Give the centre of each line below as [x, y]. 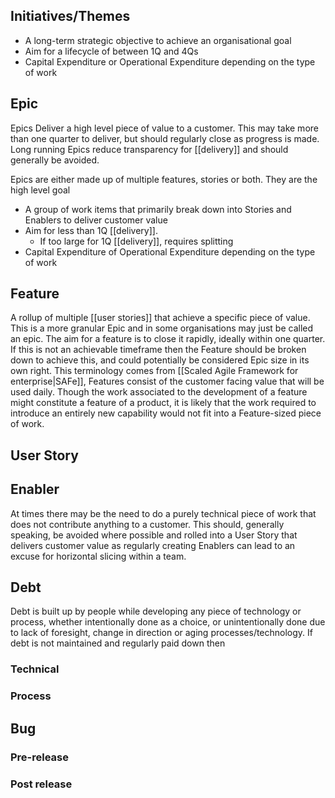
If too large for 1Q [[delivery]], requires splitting [136, 241]
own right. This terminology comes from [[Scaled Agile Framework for [154, 371]
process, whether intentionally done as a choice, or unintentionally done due [168, 622]
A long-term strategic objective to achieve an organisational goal [158, 40]
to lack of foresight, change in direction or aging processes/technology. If [162, 633]
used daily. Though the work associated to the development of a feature [159, 392]
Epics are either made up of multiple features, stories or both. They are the [164, 179]
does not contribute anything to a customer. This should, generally [147, 524]
